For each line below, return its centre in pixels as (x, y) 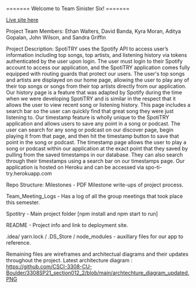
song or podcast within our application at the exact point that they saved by (97, 148)
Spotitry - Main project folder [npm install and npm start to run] (82, 214)
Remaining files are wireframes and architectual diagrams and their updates (97, 254)
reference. (18, 243)
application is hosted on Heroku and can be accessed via (75, 167)
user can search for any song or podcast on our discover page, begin (90, 130)
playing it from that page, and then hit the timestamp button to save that (93, 136)
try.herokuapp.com (29, 173)
